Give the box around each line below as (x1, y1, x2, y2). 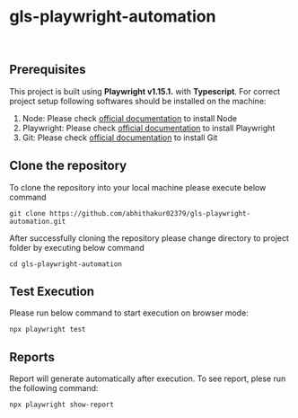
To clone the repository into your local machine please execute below (9, 182, 267, 192)
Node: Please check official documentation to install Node (22, 112, 238, 123)
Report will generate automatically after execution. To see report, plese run (9, 373, 286, 384)
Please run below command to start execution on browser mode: (9, 307, 249, 318)
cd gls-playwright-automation (9, 259, 123, 269)
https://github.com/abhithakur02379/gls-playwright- (48, 209, 251, 218)
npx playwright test (9, 325, 87, 334)
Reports (9, 349, 56, 365)
